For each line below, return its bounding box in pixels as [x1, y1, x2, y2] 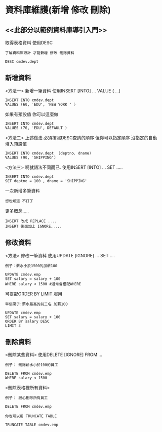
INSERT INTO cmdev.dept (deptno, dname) [5, 151, 92, 156]
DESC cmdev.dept [5, 59, 39, 64]
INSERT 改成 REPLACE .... [5, 218, 57, 224]
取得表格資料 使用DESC [5, 40, 53, 45]
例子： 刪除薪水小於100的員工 [5, 362, 58, 368]
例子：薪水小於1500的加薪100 [5, 263, 58, 268]
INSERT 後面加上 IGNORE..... [5, 224, 62, 229]
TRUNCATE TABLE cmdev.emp [5, 423, 58, 428]
